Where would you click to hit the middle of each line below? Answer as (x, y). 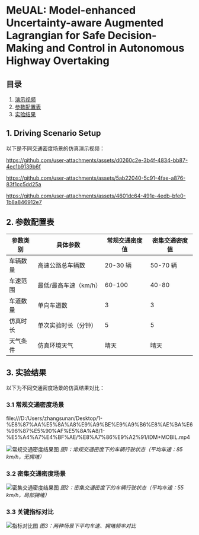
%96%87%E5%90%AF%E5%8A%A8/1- (56, 431)
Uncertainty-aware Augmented (85, 23)
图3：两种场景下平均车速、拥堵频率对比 (88, 526)
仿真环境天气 (55, 345)
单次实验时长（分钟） (67, 325)
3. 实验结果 (26, 373)
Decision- (132, 36)
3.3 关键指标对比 (30, 512)
